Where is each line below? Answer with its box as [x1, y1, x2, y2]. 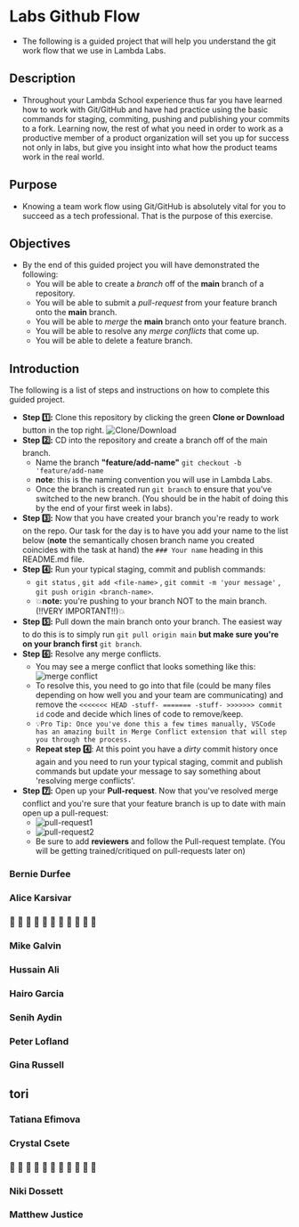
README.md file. [21, 554, 85, 565]
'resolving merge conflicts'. [35, 776, 135, 786]
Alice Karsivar [9, 892, 72, 905]
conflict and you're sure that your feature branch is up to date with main [21, 799, 287, 809]
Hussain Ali [9, 963, 60, 976]
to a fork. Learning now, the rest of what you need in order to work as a [21, 123, 284, 134]
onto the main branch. [35, 307, 117, 318]
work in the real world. [21, 151, 105, 162]
